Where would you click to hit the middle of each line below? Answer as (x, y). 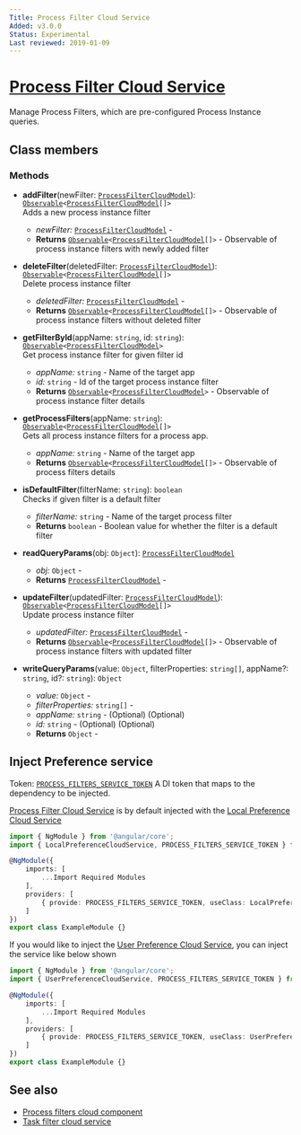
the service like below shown (63, 955)
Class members (54, 150)
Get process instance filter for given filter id (103, 355)
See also (34, 1091)
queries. (25, 121)
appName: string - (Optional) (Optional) (110, 714)
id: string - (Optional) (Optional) (95, 724)
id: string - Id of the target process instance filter (127, 382)
